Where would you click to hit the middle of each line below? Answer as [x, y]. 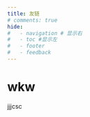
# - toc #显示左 [32, 40]
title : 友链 [23, 14]
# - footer [26, 46]
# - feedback [29, 53]
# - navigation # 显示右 [45, 33]
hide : [15, 26]
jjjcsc [15, 106]
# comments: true [32, 20]
